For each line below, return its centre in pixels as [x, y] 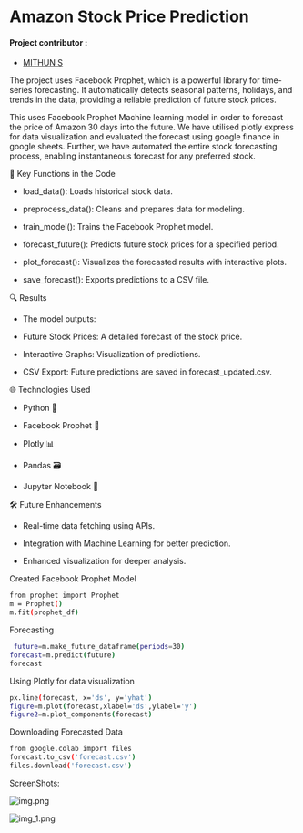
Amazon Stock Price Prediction [129, 17]
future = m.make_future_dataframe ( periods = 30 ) [99, 647]
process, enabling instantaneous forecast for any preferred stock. [133, 156]
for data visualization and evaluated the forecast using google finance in [145, 137]
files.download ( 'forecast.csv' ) [71, 766]
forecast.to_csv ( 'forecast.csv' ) [73, 757]
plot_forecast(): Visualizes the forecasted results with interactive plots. [154, 262]
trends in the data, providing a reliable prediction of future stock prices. [143, 100]
